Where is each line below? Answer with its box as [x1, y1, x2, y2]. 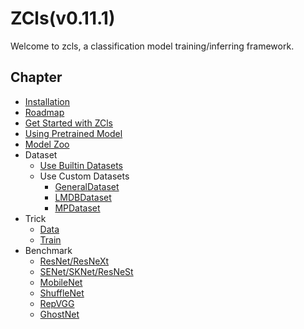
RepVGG [39, 297, 75, 309]
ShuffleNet [39, 287, 85, 299]
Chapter [10, 69, 63, 86]
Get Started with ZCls [24, 117, 114, 129]
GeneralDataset [54, 180, 120, 192]
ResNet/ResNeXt [39, 255, 110, 267]
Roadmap [24, 106, 65, 118]
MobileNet [39, 276, 83, 288]
